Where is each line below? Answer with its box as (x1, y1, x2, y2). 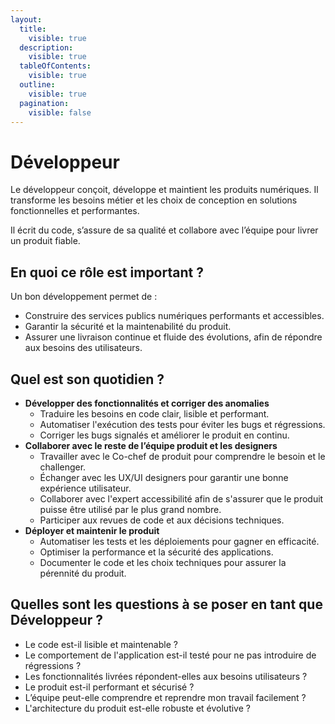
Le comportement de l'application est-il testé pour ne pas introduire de (24, 649, 317, 661)
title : (19, 24, 47, 34)
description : (19, 42, 74, 53)
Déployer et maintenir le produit (24, 524, 160, 536)
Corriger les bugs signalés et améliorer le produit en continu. (39, 429, 290, 441)
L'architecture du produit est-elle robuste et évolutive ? (24, 702, 251, 714)
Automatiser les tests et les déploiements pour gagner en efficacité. (39, 535, 320, 547)
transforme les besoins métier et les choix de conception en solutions (10, 194, 298, 206)
